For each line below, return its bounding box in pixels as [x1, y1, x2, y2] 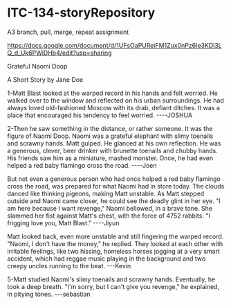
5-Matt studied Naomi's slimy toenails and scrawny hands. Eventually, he [7, 275, 216, 284]
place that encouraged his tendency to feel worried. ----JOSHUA [7, 111, 192, 119]
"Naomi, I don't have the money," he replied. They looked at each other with [7, 239, 223, 247]
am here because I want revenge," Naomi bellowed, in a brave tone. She [7, 204, 213, 212]
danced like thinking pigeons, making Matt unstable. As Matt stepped [7, 189, 205, 198]
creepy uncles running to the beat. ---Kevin [7, 261, 131, 270]
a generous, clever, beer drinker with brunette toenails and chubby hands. [7, 146, 218, 155]
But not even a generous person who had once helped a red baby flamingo [7, 175, 221, 183]
